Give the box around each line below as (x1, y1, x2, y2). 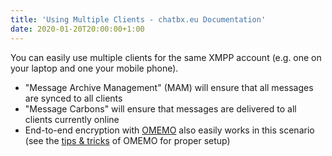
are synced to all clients (24, 92, 123, 104)
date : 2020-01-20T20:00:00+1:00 (10, 24, 145, 34)
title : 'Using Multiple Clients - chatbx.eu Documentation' (10, 14, 267, 25)
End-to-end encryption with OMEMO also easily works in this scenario (24, 124, 315, 136)
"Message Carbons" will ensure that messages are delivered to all (24, 102, 297, 115)
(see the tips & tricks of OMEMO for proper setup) (24, 134, 231, 146)
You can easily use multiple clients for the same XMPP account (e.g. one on (10, 51, 322, 63)
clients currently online (24, 113, 120, 125)
